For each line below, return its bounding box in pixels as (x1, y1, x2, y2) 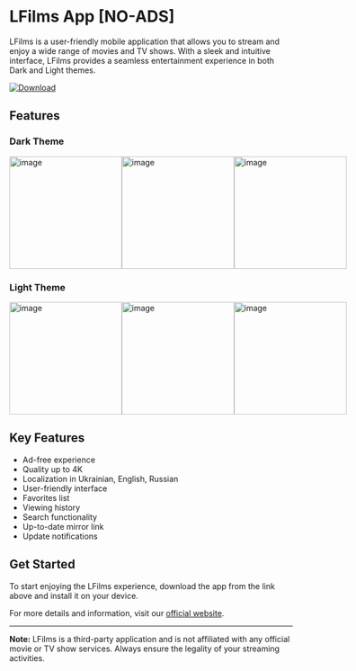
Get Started (9, 557, 76, 572)
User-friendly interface (22, 483, 108, 494)
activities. (9, 652, 45, 663)
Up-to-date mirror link (22, 521, 105, 532)
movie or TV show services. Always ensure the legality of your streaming (9, 643, 280, 654)
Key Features (9, 430, 85, 446)
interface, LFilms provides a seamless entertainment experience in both (9, 55, 275, 66)
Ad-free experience (22, 454, 96, 465)
